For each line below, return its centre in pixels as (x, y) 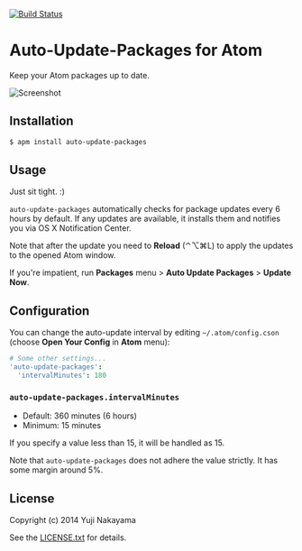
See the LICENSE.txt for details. (68, 537)
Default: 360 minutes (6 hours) (79, 416)
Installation (41, 121)
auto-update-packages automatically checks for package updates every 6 (145, 209)
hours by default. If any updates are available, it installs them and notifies (145, 219)
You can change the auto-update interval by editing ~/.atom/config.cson (144, 333)
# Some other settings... (58, 359)
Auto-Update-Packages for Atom (136, 51)
